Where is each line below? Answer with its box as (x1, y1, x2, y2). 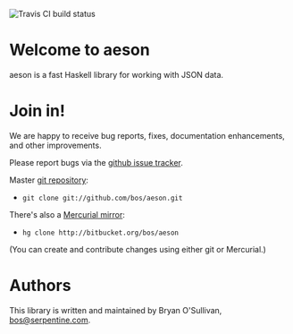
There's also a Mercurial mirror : (9, 209, 125, 219)
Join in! (9, 101, 65, 121)
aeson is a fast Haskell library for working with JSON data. (9, 69, 224, 80)
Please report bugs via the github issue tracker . (9, 157, 183, 167)
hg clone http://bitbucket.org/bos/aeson (21, 228, 179, 237)
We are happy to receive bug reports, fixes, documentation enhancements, (9, 130, 286, 141)
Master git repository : (9, 175, 89, 185)
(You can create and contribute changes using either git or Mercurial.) (9, 244, 266, 254)
